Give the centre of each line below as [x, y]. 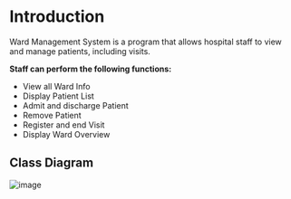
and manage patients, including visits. [80, 51]
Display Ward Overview [66, 134]
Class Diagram [51, 163]
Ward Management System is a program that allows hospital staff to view [146, 42]
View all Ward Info [56, 86]
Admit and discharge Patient [75, 105]
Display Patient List [58, 96]
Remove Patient [52, 115]
